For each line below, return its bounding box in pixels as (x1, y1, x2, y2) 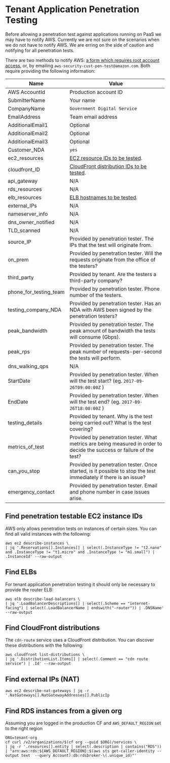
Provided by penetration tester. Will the (69, 250, 162, 257)
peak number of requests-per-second (69, 348, 162, 355)
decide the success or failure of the (69, 446, 154, 453)
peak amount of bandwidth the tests (69, 327, 156, 334)
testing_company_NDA (8, 306, 62, 313)
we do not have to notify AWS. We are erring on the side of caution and (5, 42, 154, 48)
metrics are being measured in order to (69, 440, 162, 447)
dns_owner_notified (8, 218, 55, 225)
